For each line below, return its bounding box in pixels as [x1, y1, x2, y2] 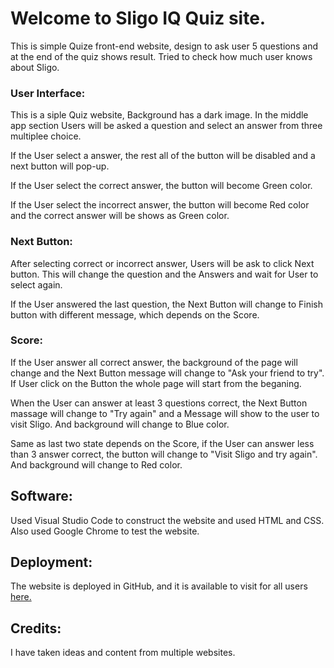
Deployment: [10, 554, 93, 571]
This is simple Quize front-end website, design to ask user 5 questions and [10, 40, 319, 52]
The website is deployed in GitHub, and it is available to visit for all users [10, 580, 308, 592]
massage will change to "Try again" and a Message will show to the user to [10, 407, 320, 419]
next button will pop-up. [10, 160, 110, 172]
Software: [10, 488, 73, 505]
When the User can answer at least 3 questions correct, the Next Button [10, 397, 308, 409]
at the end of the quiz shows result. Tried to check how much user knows [10, 50, 313, 62]
